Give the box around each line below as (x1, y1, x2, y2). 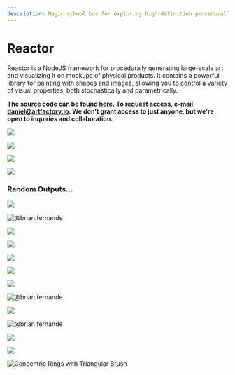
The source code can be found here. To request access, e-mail (7, 100, 194, 108)
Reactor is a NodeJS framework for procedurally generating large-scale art (7, 64, 224, 72)
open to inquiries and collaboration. (7, 114, 113, 123)
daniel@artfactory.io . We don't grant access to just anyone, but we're (7, 107, 215, 116)
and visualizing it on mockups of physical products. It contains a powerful (7, 71, 220, 79)
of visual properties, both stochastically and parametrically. (7, 86, 178, 95)
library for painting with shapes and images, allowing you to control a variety (7, 79, 228, 87)
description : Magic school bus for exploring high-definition (7, 10, 192, 18)
